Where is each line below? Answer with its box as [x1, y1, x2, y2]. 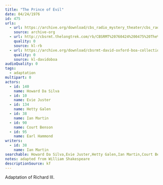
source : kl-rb [14, 43, 42, 48]
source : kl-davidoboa [14, 57, 57, 62]
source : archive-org [14, 30, 55, 35]
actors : [5, 79, 21, 84]
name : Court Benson [14, 125, 53, 129]
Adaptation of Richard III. [5, 174, 55, 180]
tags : [5, 66, 16, 71]
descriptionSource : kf [5, 161, 51, 166]
